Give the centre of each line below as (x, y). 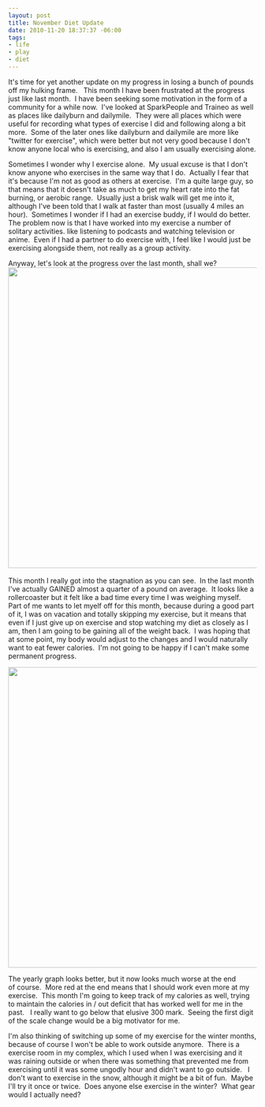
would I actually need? (45, 1094)
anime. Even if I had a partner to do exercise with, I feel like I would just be (129, 239)
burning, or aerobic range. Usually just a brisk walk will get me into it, (121, 197)
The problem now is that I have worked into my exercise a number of (119, 222)
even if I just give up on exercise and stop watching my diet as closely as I (128, 622)
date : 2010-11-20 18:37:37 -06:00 (65, 30)
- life (19, 45)
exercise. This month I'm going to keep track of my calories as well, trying (129, 995)
